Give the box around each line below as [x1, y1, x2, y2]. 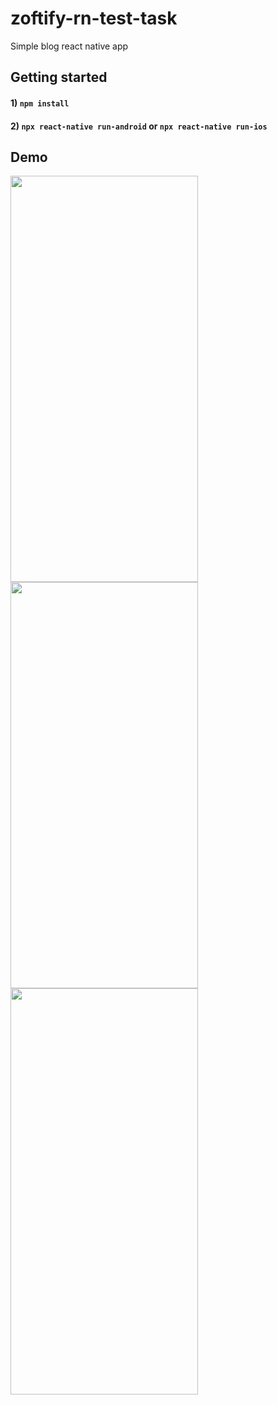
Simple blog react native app [10, 40, 129, 52]
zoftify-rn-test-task [10, 7, 178, 30]
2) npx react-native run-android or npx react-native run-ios [10, 120, 268, 132]
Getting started [10, 69, 108, 86]
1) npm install [10, 97, 70, 109]
